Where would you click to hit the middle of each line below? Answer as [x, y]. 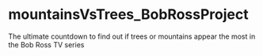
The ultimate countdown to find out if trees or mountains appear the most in [132, 36]
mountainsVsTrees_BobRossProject [129, 15]
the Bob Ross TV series [46, 44]
